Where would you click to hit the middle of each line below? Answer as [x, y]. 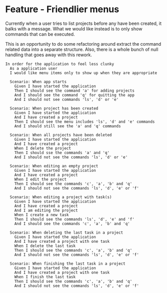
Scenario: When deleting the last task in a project [67, 232]
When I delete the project [43, 148]
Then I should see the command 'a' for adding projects [75, 90]
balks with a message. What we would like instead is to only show [74, 28]
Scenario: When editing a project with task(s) [61, 197]
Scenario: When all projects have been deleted [61, 135]
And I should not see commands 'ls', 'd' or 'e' [67, 99]
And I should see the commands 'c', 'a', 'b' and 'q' [72, 224]
